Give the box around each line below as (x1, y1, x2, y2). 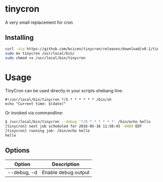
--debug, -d (7, 169, 37, 176)
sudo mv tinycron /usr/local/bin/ (5, 51, 75, 56)
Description (51, 161, 80, 167)
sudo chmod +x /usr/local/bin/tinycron (5, 55, 86, 60)
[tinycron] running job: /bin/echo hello (5, 129, 90, 133)
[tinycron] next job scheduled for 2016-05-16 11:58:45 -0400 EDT (5, 124, 142, 129)
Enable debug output (42, 169, 90, 176)
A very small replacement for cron (5, 19, 73, 25)
